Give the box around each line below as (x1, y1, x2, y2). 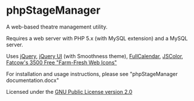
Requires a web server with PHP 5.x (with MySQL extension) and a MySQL (6, 34, 188, 42)
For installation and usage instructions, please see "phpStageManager (6, 70, 178, 77)
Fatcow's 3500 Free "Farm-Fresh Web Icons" (6, 59, 117, 66)
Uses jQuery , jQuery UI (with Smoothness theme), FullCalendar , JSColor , (6, 52, 184, 59)
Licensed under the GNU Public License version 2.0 (6, 88, 132, 95)
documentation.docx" (6, 77, 59, 84)
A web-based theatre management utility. (6, 23, 108, 30)
